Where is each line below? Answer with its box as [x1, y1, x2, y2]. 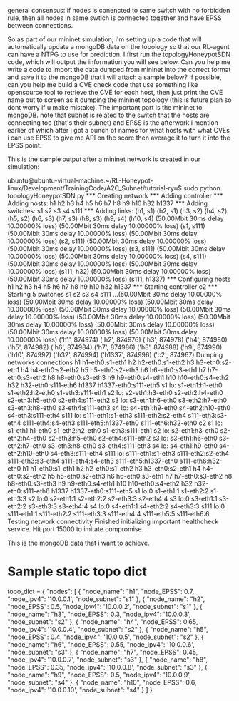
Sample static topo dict [7, 563, 148, 580]
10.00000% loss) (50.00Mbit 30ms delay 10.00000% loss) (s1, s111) [7, 222, 205, 230]
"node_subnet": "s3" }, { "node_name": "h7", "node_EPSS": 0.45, [7, 648, 198, 656]
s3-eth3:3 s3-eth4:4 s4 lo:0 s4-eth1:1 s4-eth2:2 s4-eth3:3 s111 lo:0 [28, 502, 225, 511]
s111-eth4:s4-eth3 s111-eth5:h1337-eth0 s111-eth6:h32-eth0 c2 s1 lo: [22, 419, 223, 427]
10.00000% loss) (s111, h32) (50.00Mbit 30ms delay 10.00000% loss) [7, 267, 211, 275]
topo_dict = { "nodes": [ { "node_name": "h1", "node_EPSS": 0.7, [7, 587, 195, 595]
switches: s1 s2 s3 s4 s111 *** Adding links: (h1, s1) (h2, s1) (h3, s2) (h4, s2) [7, 207, 228, 215]
